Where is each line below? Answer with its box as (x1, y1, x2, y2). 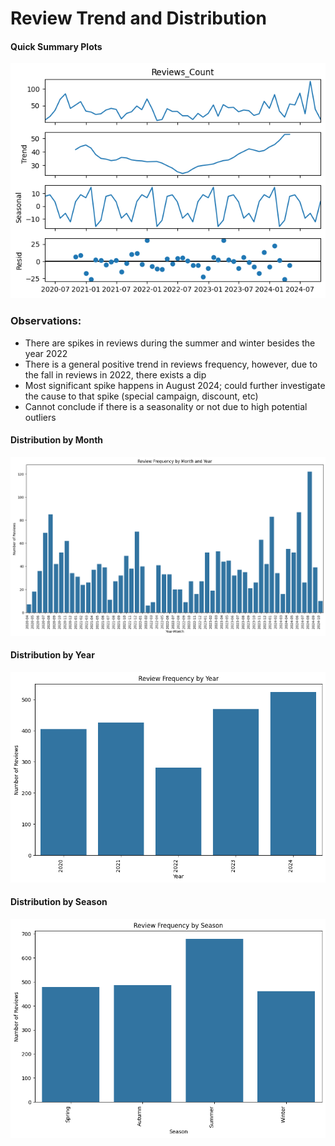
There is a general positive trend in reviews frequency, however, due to (24, 358, 318, 370)
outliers (24, 411, 57, 423)
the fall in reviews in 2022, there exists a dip (24, 368, 207, 381)
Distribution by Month (10, 434, 104, 446)
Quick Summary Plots (10, 40, 103, 52)
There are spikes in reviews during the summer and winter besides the (24, 337, 316, 349)
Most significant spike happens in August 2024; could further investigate (24, 379, 326, 391)
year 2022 (24, 347, 68, 359)
